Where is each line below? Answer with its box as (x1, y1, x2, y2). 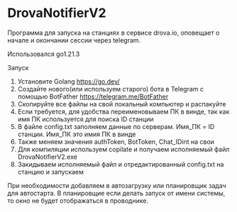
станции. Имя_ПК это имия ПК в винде (17, 130, 136, 138)
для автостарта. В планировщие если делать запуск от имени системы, (7, 189, 226, 197)
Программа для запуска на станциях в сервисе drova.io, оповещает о (7, 28, 220, 37)
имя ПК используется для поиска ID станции (17, 115, 154, 123)
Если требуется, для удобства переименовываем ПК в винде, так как (17, 107, 230, 116)
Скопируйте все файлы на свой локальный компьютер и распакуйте (17, 99, 226, 108)
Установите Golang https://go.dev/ (17, 77, 121, 86)
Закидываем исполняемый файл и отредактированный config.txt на (17, 160, 224, 168)
